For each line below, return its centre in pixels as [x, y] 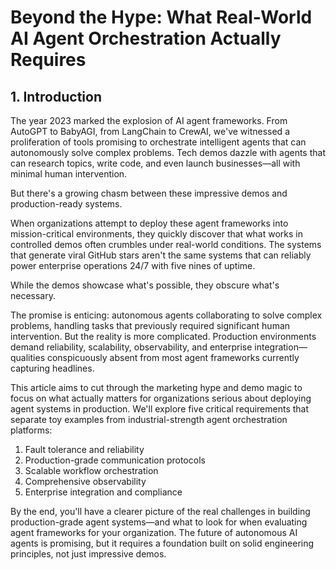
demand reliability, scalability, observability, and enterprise [131, 347]
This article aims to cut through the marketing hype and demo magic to [156, 387]
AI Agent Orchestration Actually [146, 38]
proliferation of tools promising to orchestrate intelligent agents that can [158, 142]
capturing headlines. [52, 368]
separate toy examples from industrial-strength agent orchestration [149, 419]
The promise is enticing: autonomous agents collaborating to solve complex [166, 315]
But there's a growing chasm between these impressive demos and [149, 193]
